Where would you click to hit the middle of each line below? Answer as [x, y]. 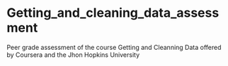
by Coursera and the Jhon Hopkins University [73, 55]
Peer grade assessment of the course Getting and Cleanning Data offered [114, 47]
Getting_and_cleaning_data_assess [113, 13]
